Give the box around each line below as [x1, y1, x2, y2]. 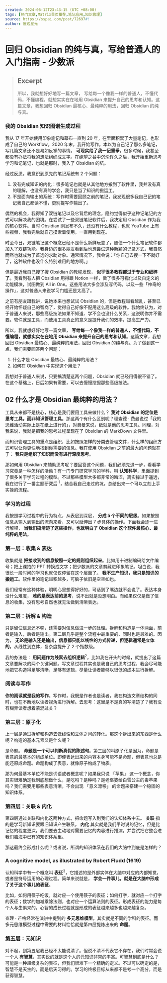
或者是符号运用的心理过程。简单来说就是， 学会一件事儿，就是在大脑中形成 [5, 876, 159, 882]
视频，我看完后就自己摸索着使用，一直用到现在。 [9, 229, 110, 235]
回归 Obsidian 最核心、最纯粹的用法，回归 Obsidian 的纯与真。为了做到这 [5, 339, 156, 346]
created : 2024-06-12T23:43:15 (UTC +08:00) [5, 7, 97, 12]
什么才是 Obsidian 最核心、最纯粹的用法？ [12, 356, 98, 362]
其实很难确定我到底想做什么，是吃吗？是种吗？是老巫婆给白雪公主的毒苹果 [5, 777, 158, 783]
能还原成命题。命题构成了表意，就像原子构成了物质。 [5, 760, 114, 766]
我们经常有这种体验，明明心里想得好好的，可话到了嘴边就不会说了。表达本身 [5, 587, 162, 592]
